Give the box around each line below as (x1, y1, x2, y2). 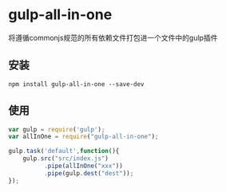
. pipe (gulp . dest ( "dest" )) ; (43, 169, 134, 177)
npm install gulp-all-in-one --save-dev (8, 80, 145, 88)
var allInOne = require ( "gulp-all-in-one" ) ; (8, 133, 159, 141)
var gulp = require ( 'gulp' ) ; (8, 125, 105, 133)
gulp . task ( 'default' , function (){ (8, 147, 120, 155)
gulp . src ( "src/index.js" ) (22, 155, 109, 163)
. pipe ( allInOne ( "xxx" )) (43, 162, 124, 170)
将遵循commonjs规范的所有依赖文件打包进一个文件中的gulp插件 (8, 33, 218, 42)
